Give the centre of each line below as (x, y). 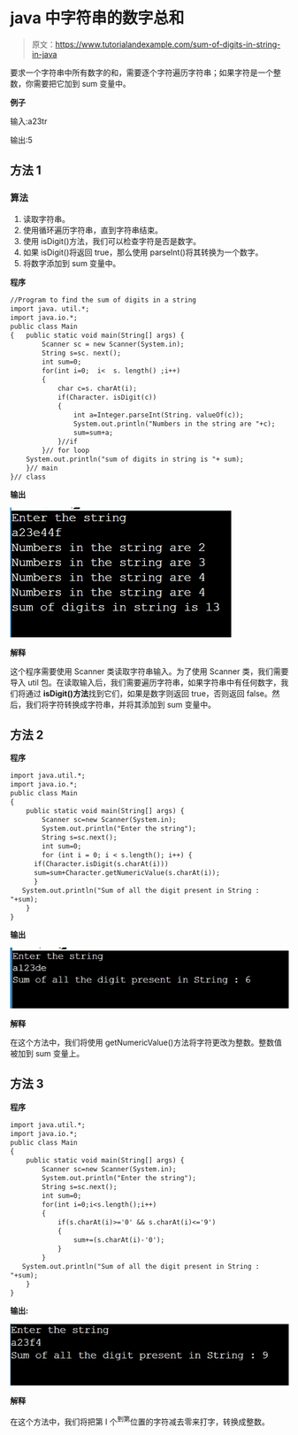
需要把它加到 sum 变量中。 (82, 83)
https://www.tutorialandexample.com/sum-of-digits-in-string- (168, 44)
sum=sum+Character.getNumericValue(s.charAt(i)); (126, 873)
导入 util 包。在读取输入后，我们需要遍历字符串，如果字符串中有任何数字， (145, 682)
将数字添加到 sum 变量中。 (72, 263)
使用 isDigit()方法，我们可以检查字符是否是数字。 (112, 241)
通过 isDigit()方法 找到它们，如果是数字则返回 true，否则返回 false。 (149, 693)
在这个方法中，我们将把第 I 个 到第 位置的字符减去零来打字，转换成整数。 (140, 1421)
